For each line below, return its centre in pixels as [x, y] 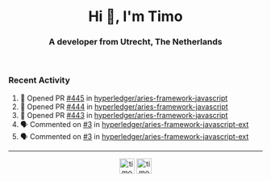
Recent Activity [40, 80]
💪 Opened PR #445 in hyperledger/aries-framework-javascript [124, 98]
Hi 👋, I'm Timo [135, 17]
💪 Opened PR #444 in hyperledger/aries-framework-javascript [124, 106]
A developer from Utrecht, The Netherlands [135, 42]
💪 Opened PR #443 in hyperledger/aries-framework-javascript [124, 115]
